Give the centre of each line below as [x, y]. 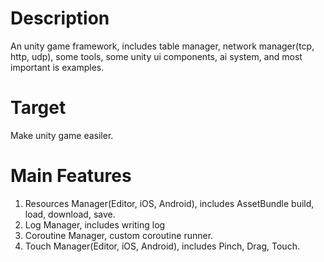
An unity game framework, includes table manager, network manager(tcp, [162, 46]
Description [60, 18]
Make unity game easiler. [62, 135]
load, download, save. [70, 214]
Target [38, 108]
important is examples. [57, 67]
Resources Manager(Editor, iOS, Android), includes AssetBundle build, [169, 203]
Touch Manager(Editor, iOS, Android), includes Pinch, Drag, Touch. [162, 246]
